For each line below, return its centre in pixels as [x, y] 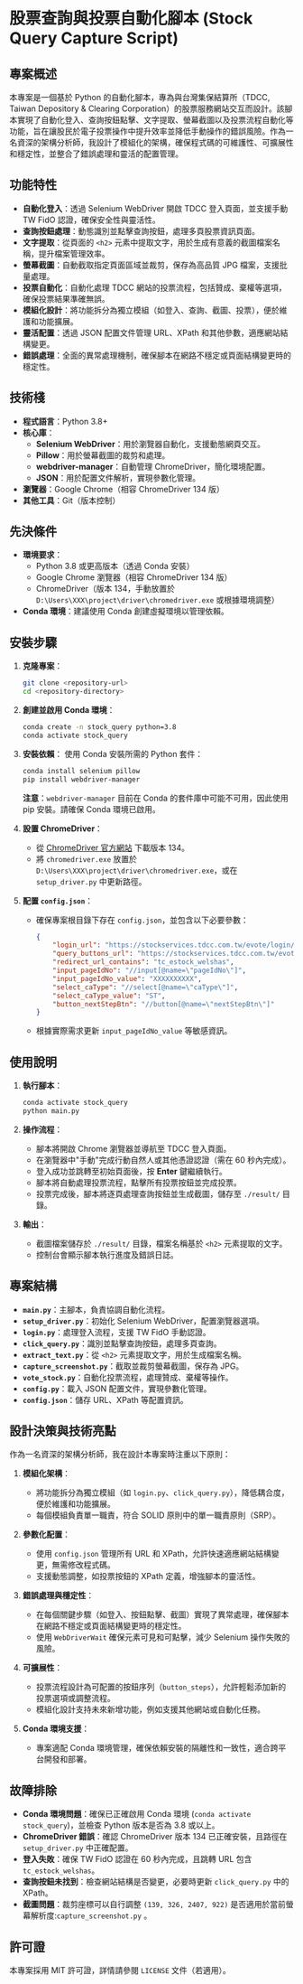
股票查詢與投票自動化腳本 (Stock [131, 19]
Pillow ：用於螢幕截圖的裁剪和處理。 [103, 455]
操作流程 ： [42, 1129]
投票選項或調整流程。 [75, 1699]
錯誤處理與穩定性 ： [58, 1596]
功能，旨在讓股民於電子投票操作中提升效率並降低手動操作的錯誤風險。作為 [147, 131]
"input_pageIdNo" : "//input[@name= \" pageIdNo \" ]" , [149, 970]
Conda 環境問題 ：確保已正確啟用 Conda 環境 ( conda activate [137, 1814]
